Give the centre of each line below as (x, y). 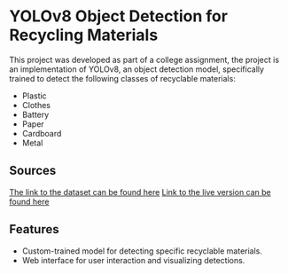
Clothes (36, 105)
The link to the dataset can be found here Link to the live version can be (140, 192)
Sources (33, 171)
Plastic (34, 96)
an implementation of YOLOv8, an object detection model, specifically (136, 69)
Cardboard (42, 133)
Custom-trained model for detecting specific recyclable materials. (142, 251)
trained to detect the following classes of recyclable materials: (123, 78)
